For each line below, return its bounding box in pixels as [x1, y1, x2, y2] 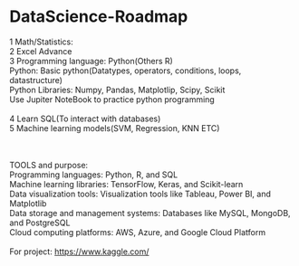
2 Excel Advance [9, 45, 72, 56]
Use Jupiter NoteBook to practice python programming [9, 93, 215, 105]
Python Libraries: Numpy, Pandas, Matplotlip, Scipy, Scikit [9, 84, 226, 95]
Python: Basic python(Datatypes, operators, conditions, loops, [9, 65, 242, 76]
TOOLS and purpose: [9, 159, 89, 170]
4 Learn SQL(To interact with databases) [9, 113, 161, 124]
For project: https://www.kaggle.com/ [9, 246, 149, 257]
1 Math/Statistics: [9, 36, 74, 47]
